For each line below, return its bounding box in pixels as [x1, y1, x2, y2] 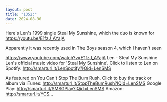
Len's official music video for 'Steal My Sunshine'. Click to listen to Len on [5, 60, 158, 66]
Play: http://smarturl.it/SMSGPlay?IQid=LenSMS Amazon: [5, 86, 124, 92]
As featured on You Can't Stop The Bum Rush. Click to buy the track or [5, 75, 152, 81]
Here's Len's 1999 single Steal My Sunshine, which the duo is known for [5, 30, 155, 36]
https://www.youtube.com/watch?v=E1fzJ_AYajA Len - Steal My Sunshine [5, 55, 158, 61]
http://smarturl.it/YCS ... [5, 91, 54, 97]
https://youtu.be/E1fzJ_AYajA [5, 35, 65, 41]
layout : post [5, 7, 33, 12]
